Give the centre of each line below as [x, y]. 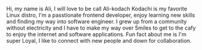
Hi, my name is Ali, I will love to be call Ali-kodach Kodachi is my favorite [97, 9]
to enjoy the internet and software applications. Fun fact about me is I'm [96, 34]
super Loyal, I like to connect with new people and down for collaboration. [99, 41]
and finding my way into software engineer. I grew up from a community [97, 21]
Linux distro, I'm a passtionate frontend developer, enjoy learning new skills [101, 15]
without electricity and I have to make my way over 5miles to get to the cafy [101, 28]
